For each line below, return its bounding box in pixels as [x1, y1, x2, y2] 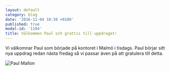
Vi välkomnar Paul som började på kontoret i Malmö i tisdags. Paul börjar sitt [5, 45, 165, 51]
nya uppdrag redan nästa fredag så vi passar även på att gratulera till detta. [5, 50, 164, 56]
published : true [5, 21, 40, 27]
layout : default [5, 7, 40, 13]
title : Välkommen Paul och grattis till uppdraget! [5, 31, 117, 36]
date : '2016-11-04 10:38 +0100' [5, 17, 74, 22]
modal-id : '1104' [5, 26, 42, 31]
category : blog [5, 12, 38, 17]
